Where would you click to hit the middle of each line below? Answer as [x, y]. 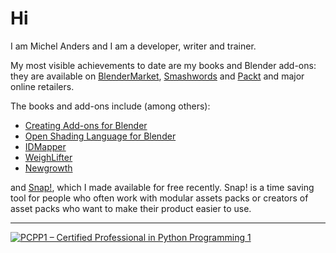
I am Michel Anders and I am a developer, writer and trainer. [133, 46]
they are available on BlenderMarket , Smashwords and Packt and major [157, 76]
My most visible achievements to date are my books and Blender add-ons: [163, 65]
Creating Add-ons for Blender [86, 125]
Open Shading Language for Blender [100, 136]
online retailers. [42, 86]
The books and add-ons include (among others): [110, 106]
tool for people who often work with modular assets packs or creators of [159, 198]
